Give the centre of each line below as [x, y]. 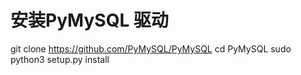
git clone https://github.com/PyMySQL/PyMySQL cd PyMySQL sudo [151, 48]
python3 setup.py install [60, 59]
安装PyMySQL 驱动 [89, 20]
